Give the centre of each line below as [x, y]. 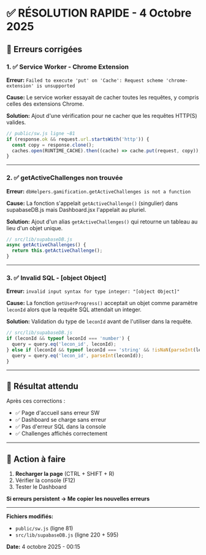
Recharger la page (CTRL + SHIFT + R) [65, 474]
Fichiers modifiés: [30, 516]
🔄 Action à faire [36, 459]
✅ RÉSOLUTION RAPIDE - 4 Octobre [99, 13]
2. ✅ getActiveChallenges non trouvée [65, 178]
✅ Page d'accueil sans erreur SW [57, 413]
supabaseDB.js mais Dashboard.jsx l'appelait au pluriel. [76, 209]
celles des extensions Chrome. [45, 104]
